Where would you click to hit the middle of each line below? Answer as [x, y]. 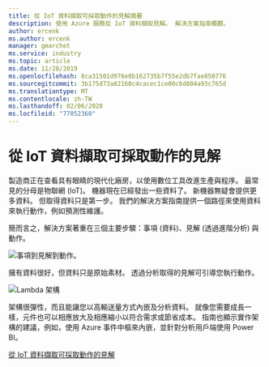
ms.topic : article [39, 62]
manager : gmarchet [39, 46]
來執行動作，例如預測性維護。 [58, 211]
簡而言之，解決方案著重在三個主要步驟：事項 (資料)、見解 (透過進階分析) [129, 228]
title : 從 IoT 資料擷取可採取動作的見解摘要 [76, 16]
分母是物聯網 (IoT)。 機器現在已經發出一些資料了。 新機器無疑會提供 [136, 190]
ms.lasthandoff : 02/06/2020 [56, 106]
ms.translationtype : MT [49, 91]
